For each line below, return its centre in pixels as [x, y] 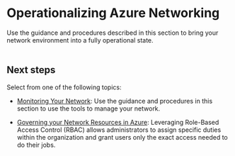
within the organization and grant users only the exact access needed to [122, 137]
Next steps [31, 70]
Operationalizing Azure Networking [113, 13]
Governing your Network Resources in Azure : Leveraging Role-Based [118, 122]
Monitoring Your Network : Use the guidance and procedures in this [115, 101]
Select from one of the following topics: [64, 87]
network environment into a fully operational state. [80, 40]
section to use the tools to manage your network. [88, 108]
